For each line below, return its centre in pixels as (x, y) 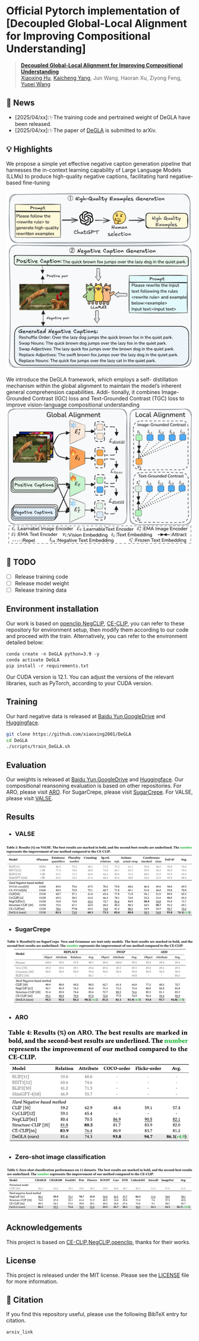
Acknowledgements (44, 1228)
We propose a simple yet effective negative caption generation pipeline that (99, 163)
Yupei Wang (35, 84)
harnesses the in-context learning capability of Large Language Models (94, 170)
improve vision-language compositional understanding (73, 405)
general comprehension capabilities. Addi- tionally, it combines (83, 392)
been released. (33, 124)
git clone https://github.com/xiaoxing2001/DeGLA (69, 734)
